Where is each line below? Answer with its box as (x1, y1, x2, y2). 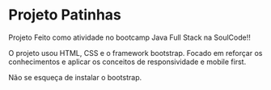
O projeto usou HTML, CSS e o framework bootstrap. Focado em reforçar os (8, 48, 263, 58)
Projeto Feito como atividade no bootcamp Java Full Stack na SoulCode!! (8, 32, 251, 42)
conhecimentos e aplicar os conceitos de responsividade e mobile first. (8, 57, 247, 66)
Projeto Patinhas (8, 6, 121, 24)
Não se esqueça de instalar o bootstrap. (8, 72, 142, 82)
